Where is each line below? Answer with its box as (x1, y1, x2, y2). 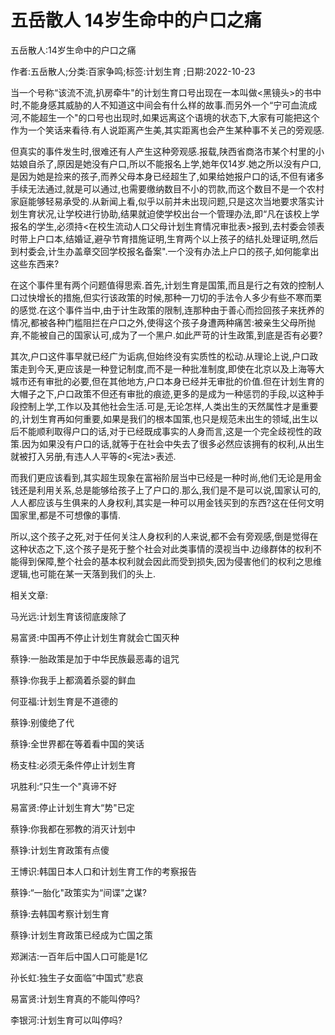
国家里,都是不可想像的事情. (10, 509, 122, 521)
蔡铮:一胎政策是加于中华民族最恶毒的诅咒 (10, 652, 180, 665)
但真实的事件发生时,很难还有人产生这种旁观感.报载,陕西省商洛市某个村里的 (10, 145, 317, 157)
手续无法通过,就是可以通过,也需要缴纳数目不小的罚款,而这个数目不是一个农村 (10, 182, 325, 195)
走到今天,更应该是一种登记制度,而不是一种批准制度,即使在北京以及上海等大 (18, 362, 325, 375)
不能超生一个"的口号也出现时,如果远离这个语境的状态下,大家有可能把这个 (21, 111, 320, 123)
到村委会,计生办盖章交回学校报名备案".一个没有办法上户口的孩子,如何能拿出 (10, 245, 320, 257)
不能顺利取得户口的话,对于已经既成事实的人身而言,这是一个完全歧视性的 (18, 425, 314, 437)
